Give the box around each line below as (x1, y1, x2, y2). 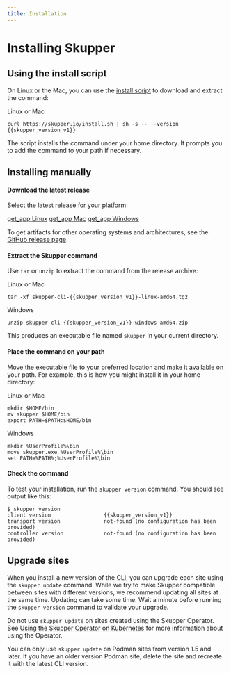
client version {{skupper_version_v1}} (7, 512, 173, 519)
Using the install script (7, 67, 107, 80)
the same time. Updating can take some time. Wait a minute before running (7, 595, 222, 603)
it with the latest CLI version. (7, 659, 89, 667)
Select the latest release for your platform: (7, 201, 129, 209)
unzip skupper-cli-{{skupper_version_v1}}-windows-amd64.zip (7, 319, 189, 327)
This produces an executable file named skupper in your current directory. (7, 332, 219, 340)
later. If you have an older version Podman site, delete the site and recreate (7, 651, 223, 660)
